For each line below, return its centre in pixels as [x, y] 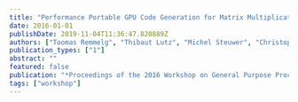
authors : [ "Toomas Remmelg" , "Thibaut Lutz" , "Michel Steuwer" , [130, 42]
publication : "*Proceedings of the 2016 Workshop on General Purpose [141, 75]
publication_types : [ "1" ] [57, 51]
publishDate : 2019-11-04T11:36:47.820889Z [89, 34]
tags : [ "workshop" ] [45, 83]
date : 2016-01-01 [41, 26]
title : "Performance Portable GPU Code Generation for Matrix [126, 17]
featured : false [39, 67]
